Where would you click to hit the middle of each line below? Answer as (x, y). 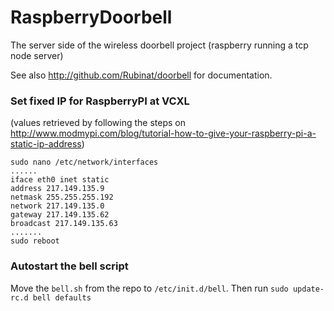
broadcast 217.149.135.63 (64, 224)
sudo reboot (35, 241)
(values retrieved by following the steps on (98, 123)
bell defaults (62, 297)
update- (308, 289)
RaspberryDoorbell (91, 17)
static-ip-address (46, 144)
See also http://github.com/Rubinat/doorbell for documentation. (141, 75)
